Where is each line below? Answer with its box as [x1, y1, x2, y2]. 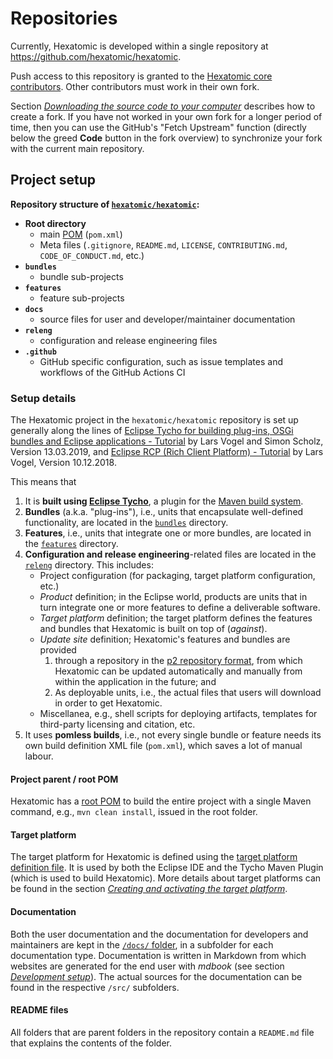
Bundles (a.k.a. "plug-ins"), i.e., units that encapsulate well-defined [24, 506, 304, 518]
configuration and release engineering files [39, 334, 218, 346]
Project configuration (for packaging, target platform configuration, [39, 570, 316, 582]
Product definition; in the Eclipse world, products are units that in [39, 591, 308, 603]
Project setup [10, 172, 97, 189]
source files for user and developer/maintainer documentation [39, 313, 296, 325]
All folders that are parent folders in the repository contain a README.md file [10, 1026, 315, 1038]
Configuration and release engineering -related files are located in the [24, 548, 317, 561]
